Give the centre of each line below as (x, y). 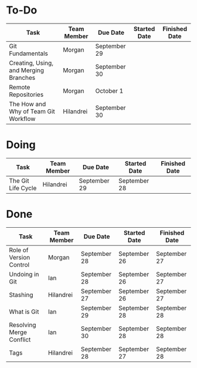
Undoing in (24, 274)
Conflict (20, 339)
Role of (19, 250)
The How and (28, 104)
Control (19, 265)
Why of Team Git (32, 111)
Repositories (26, 94)
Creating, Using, (31, 63)
